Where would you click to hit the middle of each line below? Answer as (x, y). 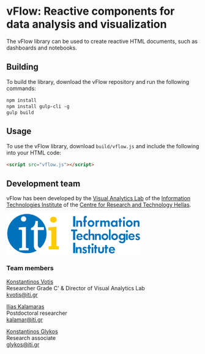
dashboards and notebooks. (42, 48)
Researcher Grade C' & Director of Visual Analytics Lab (76, 288)
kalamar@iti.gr (24, 319)
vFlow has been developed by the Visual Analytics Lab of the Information (99, 198)
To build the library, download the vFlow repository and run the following (98, 81)
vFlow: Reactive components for (91, 11)
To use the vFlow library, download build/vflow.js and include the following (103, 146)
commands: (21, 88)
